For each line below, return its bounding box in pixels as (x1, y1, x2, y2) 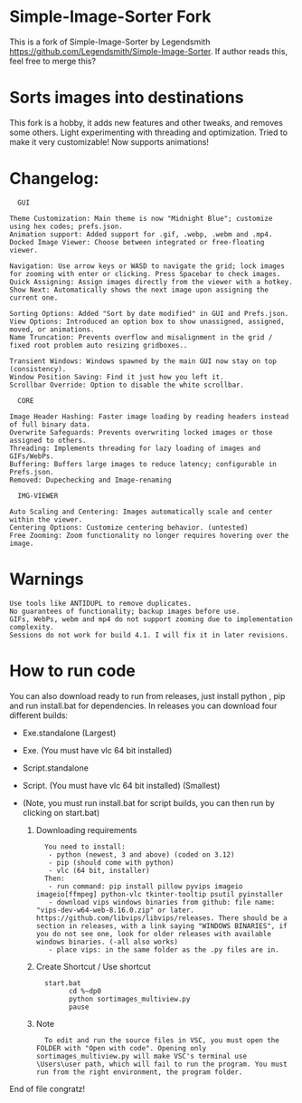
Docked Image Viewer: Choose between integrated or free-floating (9, 237, 265, 246)
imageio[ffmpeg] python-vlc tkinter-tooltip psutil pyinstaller (35, 889, 284, 898)
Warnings (9, 569, 84, 590)
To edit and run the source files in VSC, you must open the (43, 1035, 280, 1045)
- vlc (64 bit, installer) (48, 866, 151, 875)
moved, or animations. (9, 324, 95, 334)
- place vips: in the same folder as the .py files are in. (48, 945, 280, 954)
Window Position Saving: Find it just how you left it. (9, 372, 224, 381)
